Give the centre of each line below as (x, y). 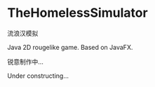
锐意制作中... (26, 62)
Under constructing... (38, 76)
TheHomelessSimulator (78, 13)
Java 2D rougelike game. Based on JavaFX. (70, 47)
